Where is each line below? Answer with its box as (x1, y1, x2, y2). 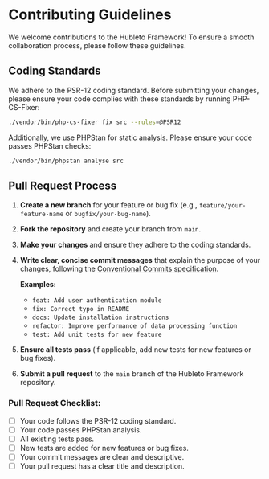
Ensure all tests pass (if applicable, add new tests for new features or (19, 345, 251, 354)
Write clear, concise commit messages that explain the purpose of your (19, 256, 261, 265)
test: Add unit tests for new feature (31, 331, 162, 339)
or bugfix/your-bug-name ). (65, 209, 151, 219)
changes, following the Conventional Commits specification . (19, 264, 219, 274)
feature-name (19, 211, 64, 219)
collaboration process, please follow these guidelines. (8, 40, 186, 50)
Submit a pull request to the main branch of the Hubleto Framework (19, 369, 244, 379)
